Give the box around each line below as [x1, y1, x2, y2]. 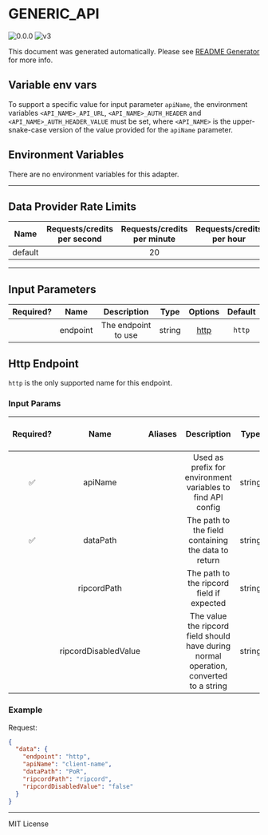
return [196, 555, 220, 566]
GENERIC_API [8, 5, 100, 23]
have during [186, 640, 231, 651]
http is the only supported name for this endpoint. [8, 378, 173, 387]
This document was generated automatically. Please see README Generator [8, 46, 260, 56]
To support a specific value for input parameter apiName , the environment [8, 99, 248, 109]
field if [196, 588, 221, 599]
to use [114, 330, 138, 341]
